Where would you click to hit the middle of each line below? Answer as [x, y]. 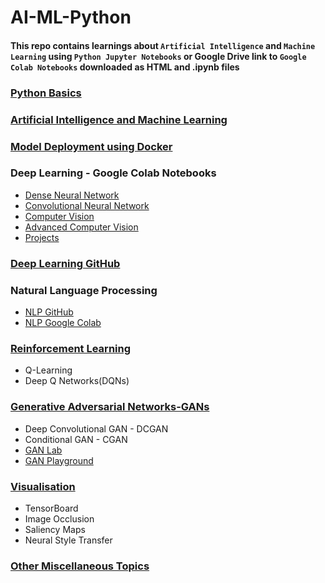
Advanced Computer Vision [81, 227]
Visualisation [43, 486]
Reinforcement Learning [71, 348]
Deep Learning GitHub [65, 263]
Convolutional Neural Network [87, 205]
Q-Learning [48, 370]
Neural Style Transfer [68, 540]
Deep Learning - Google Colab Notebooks [113, 173]
